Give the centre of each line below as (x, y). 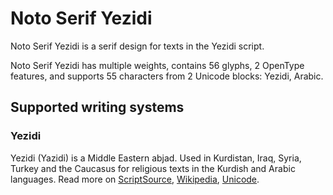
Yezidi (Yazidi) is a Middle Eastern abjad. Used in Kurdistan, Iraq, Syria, (156, 158)
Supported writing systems (97, 107)
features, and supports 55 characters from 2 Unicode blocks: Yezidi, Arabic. (167, 76)
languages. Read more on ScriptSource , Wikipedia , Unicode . (135, 179)
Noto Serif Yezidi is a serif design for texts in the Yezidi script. (137, 46)
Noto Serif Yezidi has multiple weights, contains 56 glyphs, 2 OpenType (157, 65)
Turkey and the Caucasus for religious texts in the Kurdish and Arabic (153, 168)
